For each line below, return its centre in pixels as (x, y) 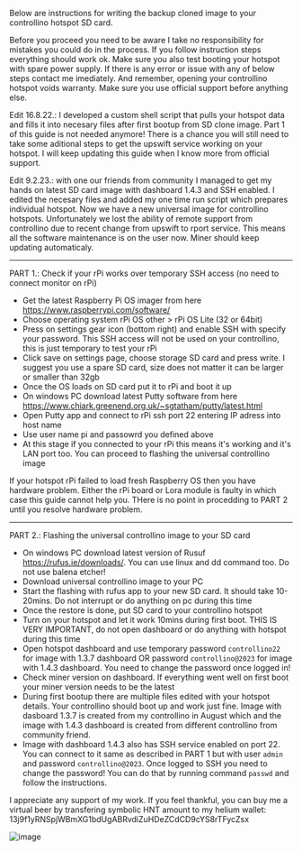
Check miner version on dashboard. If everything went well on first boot (155, 677)
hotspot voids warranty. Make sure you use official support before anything (149, 88)
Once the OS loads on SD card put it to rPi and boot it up (127, 386)
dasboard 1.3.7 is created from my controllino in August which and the (151, 715)
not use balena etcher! (64, 572)
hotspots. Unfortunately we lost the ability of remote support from (131, 219)
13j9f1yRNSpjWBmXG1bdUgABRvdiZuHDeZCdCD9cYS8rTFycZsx (129, 819)
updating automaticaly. (52, 247)
